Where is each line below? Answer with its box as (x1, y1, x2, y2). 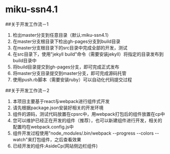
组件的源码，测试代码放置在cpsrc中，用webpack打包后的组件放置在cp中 (12, 111, 165, 117)
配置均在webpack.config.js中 (12, 123, 74, 130)
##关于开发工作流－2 (5, 87, 50, 93)
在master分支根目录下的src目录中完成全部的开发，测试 (12, 44, 128, 50)
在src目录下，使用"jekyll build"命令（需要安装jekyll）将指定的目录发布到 (12, 51, 164, 57)
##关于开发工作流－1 (5, 21, 49, 27)
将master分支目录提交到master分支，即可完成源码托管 (12, 70, 127, 76)
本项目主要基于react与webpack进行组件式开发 (12, 98, 110, 104)
